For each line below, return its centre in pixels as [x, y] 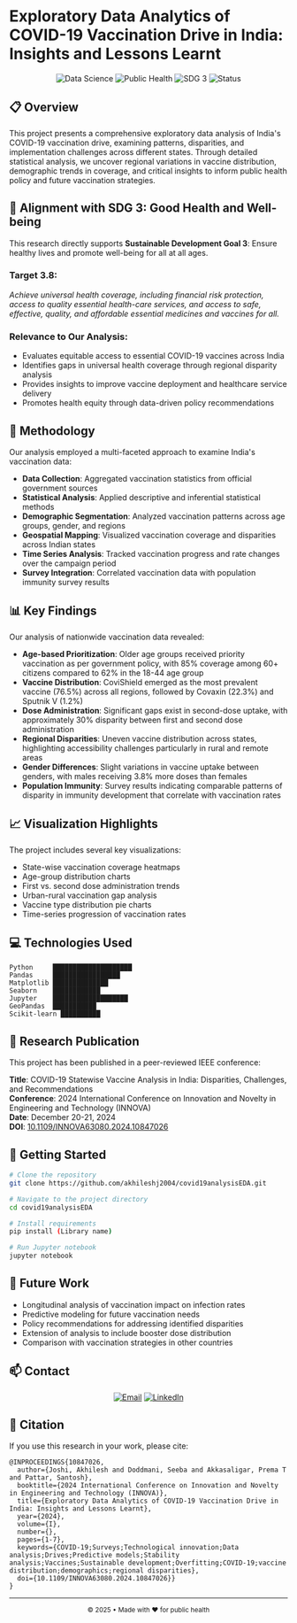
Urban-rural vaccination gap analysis [89, 895]
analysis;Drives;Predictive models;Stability [94, 1556]
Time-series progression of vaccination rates [104, 914]
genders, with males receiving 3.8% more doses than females [134, 776]
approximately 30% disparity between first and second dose [132, 720]
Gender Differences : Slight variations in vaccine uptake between [140, 767]
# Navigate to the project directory [79, 1199]
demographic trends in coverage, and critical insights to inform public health [148, 171]
